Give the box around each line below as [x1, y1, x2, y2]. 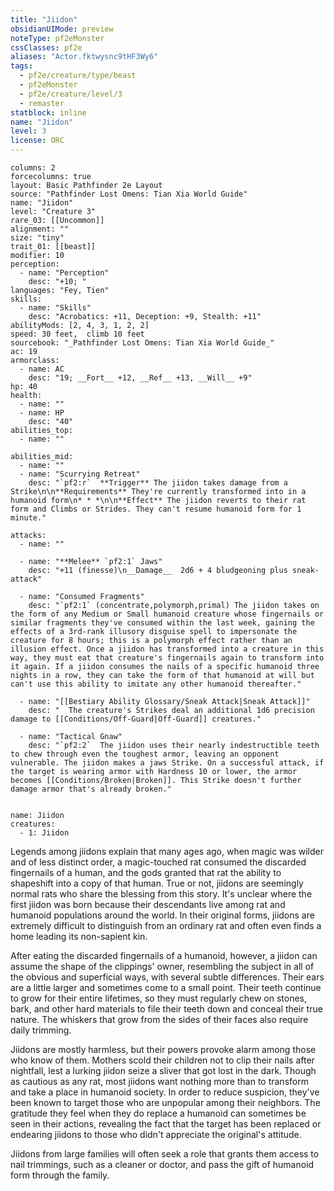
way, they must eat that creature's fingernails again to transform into [10, 653, 325, 663]
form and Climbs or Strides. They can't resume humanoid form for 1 [10, 504, 302, 514]
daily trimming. [10, 1024, 72, 1036]
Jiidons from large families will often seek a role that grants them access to [10, 1148, 320, 1160]
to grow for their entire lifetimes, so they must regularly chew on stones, [10, 992, 308, 1004]
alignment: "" [10, 224, 70, 234]
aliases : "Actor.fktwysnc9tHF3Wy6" [10, 52, 159, 62]
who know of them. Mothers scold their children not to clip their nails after [10, 1054, 315, 1066]
